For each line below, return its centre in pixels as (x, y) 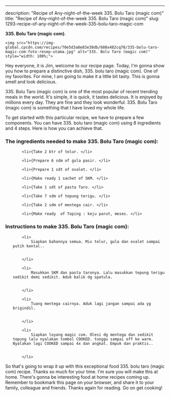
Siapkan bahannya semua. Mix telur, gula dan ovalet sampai (96, 242)
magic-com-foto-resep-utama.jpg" (40, 52)
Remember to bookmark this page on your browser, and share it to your (80, 382)
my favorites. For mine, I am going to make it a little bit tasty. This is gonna (82, 76)
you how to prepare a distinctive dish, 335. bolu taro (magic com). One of (82, 71)
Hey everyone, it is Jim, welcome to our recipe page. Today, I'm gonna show (85, 66)
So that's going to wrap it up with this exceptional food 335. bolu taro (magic (85, 366)
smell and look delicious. (31, 82)
